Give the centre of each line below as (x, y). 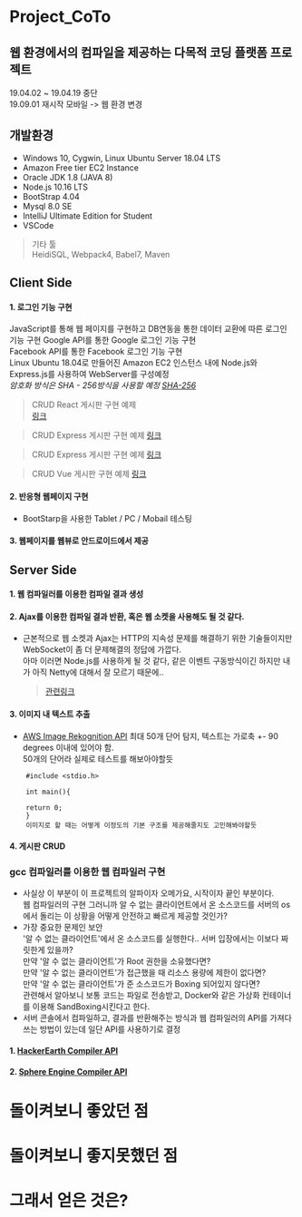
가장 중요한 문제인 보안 (63, 928)
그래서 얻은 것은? (69, 1201)
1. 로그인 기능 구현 (41, 307)
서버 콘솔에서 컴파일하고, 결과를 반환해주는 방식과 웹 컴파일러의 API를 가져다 (157, 1018)
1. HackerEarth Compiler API (64, 1051)
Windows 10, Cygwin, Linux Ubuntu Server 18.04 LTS (121, 158)
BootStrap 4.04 (51, 196)
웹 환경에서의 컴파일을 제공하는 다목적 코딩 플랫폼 (138, 52)
